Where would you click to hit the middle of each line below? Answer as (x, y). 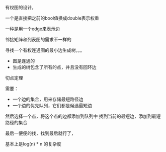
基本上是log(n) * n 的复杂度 (33, 144)
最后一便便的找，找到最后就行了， (40, 133)
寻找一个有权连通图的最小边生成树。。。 (45, 50)
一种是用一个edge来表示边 (33, 29)
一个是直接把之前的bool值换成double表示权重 (52, 18)
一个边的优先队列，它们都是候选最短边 (52, 105)
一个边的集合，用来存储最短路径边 (48, 99)
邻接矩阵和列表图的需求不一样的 (38, 40)
